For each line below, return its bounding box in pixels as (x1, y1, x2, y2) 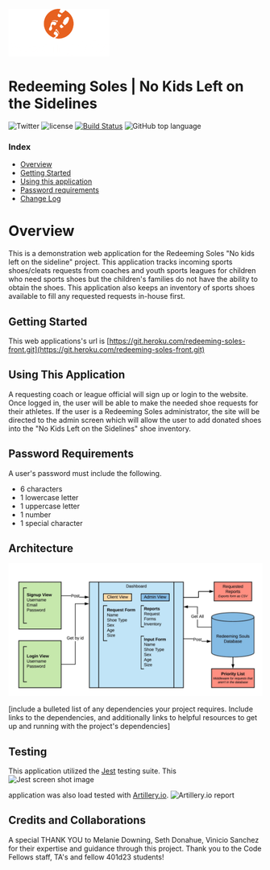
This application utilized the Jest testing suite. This (8, 766, 177, 776)
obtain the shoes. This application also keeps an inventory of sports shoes (8, 283, 255, 292)
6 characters (19, 484, 63, 494)
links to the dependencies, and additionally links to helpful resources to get (8, 713, 258, 723)
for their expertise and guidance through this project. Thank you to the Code (8, 843, 262, 853)
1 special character (19, 518, 83, 528)
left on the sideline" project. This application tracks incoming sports (8, 257, 233, 267)
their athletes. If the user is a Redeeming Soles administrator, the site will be (8, 406, 260, 416)
